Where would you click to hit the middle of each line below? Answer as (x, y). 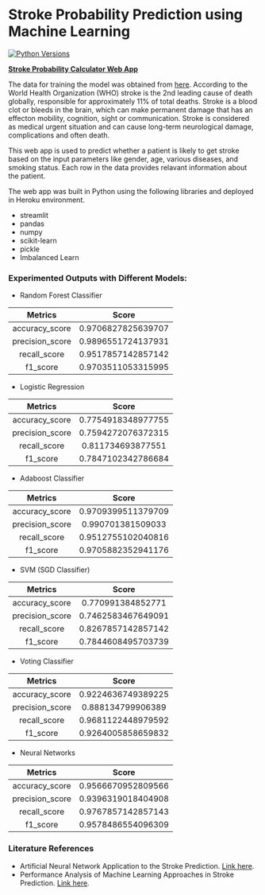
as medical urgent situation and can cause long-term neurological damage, (131, 126)
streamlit (34, 215)
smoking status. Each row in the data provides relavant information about (128, 167)
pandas (32, 224)
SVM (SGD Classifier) (55, 570)
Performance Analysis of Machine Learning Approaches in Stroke (127, 874)
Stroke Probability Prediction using (126, 15)
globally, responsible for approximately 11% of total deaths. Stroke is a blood (133, 101)
